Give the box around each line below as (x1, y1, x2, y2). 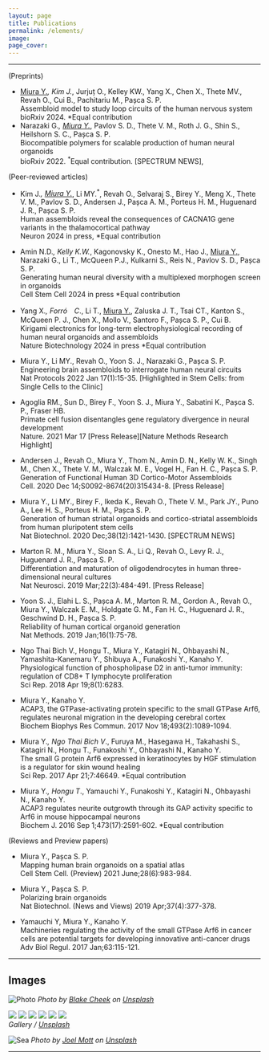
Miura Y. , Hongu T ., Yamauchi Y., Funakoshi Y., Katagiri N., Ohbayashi (19, 786, 251, 796)
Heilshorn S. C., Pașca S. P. (19, 129, 110, 139)
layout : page (8, 11, 52, 20)
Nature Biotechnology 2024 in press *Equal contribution (19, 340, 207, 350)
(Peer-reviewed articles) (8, 172, 88, 181)
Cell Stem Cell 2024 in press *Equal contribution (19, 290, 181, 300)
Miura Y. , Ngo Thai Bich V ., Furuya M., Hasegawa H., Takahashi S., (19, 736, 240, 747)
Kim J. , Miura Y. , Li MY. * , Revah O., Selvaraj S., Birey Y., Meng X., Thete (19, 187, 256, 198)
